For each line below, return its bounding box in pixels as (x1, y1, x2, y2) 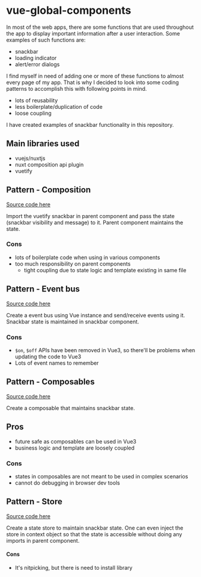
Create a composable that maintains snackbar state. (6, 404, 135, 412)
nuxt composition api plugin (14, 160, 84, 168)
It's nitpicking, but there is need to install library (14, 564, 133, 571)
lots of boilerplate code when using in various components (14, 254, 160, 261)
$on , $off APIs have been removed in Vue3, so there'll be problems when (14, 346, 196, 353)
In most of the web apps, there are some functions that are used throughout (6, 23, 194, 31)
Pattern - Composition (6, 185, 91, 195)
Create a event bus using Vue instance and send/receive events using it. (6, 311, 185, 319)
